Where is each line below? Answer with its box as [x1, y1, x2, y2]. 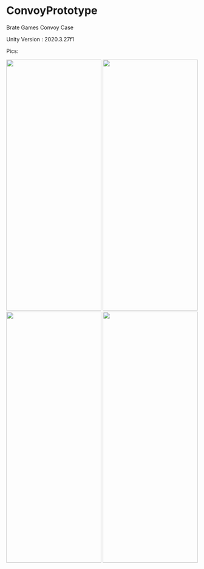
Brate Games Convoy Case [6, 24, 74, 31]
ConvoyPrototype [6, 4, 98, 18]
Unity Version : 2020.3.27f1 [6, 35, 75, 43]
